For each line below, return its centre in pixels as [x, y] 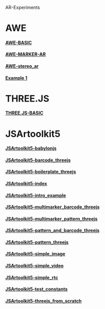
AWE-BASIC [19, 43]
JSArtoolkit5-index [26, 183]
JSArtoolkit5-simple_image [35, 254]
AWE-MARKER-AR [26, 54]
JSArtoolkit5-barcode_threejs [38, 160]
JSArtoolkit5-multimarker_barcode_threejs [52, 207]
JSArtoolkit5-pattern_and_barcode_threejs [52, 230]
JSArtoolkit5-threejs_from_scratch [43, 301]
